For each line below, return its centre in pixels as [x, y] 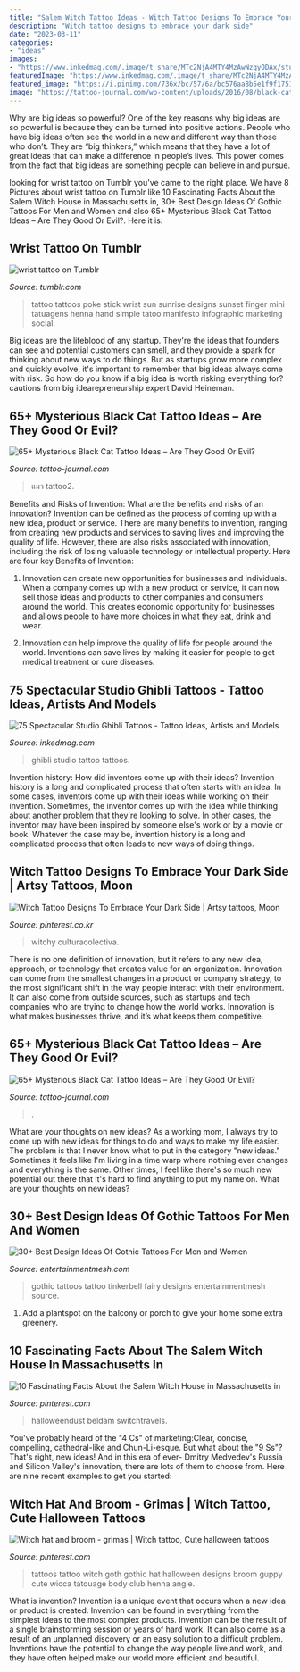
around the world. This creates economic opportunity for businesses [148, 607]
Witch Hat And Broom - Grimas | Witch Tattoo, [140, 1504]
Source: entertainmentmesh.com [70, 1269]
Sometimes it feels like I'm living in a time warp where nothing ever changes [149, 1160]
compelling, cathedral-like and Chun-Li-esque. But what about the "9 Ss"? [146, 1448]
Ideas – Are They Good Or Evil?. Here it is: [86, 220]
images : [24, 59]
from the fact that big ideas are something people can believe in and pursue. [150, 165]
